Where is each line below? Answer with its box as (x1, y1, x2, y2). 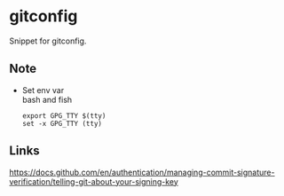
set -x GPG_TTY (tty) (21, 119, 102, 128)
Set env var (21, 84, 65, 95)
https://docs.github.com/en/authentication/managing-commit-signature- (9, 167, 275, 177)
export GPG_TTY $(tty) (21, 111, 106, 121)
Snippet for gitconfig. (9, 35, 87, 46)
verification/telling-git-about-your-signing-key (9, 176, 179, 187)
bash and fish (21, 94, 73, 105)
